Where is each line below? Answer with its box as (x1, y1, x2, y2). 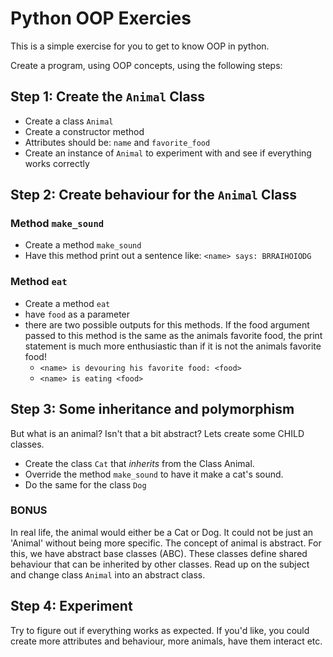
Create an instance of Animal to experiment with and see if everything (24, 147, 312, 159)
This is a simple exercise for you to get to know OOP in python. (10, 40, 270, 52)
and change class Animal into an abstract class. (10, 568, 206, 581)
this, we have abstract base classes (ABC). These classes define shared (10, 547, 308, 559)
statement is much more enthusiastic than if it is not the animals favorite (24, 340, 322, 352)
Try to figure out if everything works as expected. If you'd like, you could (10, 624, 310, 636)
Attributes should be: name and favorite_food (24, 136, 211, 148)
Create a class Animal (24, 115, 114, 127)
